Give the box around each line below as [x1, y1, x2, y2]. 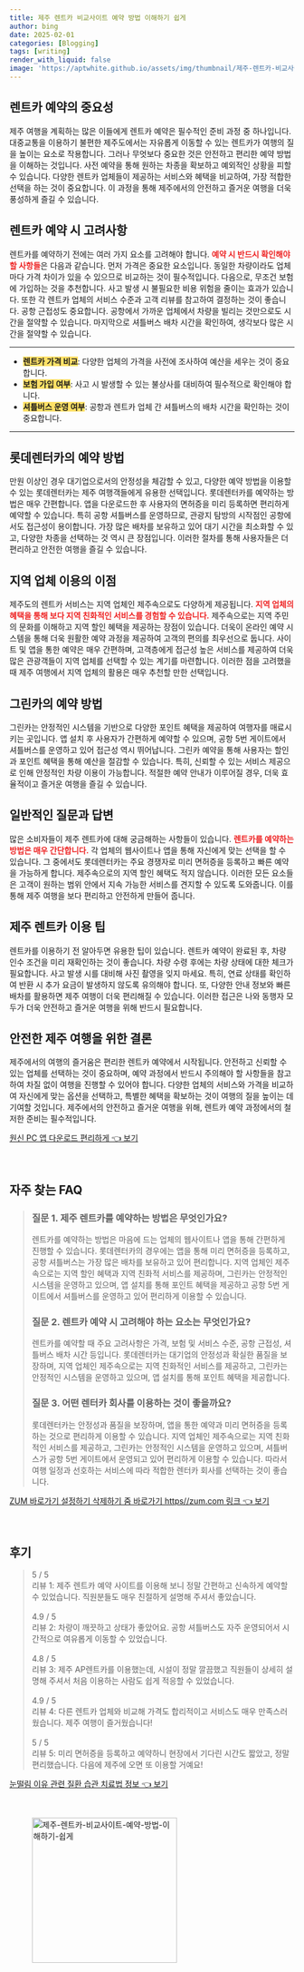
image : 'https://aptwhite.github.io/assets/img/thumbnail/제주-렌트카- [9, 64, 276, 74]
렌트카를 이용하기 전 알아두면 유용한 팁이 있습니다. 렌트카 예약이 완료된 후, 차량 [9, 945, 287, 956]
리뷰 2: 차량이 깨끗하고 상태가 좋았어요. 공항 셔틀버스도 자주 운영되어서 [31, 1622, 280, 1634]
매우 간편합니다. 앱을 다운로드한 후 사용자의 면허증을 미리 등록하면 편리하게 [25, 498, 290, 509]
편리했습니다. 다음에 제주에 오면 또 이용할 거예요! [31, 1760, 204, 1771]
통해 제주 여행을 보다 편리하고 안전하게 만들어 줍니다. [9, 890, 195, 901]
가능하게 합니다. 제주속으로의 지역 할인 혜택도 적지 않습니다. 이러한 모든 [18, 868, 270, 878]
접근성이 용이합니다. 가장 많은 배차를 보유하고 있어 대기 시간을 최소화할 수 [25, 521, 285, 532]
